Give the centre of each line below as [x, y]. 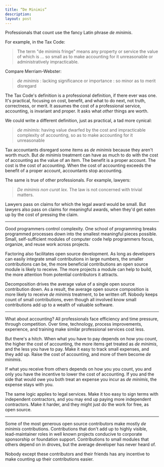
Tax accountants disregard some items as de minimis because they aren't [79, 150]
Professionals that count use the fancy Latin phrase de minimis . [69, 33]
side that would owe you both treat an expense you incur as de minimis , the [81, 379]
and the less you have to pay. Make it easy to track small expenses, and [77, 349]
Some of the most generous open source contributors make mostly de [76, 424]
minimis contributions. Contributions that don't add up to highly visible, [76, 429]
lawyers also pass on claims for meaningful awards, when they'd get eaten [80, 210]
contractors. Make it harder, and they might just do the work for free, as [77, 404]
